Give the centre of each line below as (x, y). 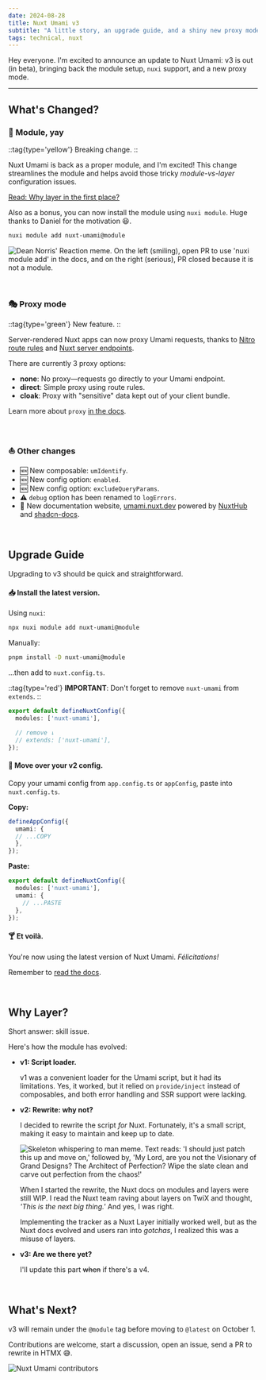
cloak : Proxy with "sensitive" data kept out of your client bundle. (125, 396)
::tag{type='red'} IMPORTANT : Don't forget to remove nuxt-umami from (123, 688)
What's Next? (43, 1310)
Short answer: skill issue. (49, 1031)
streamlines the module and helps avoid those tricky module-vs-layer (122, 173)
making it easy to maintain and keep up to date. (97, 1134)
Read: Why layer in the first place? (64, 197)
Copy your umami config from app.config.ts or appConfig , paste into (120, 783)
